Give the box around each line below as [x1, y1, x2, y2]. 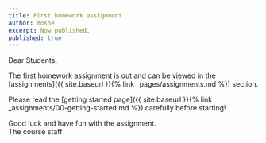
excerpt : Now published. [8, 26, 91, 34]
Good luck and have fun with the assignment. [8, 118, 156, 128]
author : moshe [8, 19, 56, 27]
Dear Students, [8, 56, 58, 65]
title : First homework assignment [8, 11, 123, 20]
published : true [8, 33, 62, 42]
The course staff [8, 127, 63, 137]
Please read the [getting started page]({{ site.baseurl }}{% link [8, 95, 213, 104]
